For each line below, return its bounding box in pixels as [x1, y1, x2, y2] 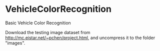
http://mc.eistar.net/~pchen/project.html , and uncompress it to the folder [5, 35, 155, 41]
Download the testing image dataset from [5, 29, 91, 35]
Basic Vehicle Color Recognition [5, 20, 71, 26]
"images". [5, 40, 25, 46]
